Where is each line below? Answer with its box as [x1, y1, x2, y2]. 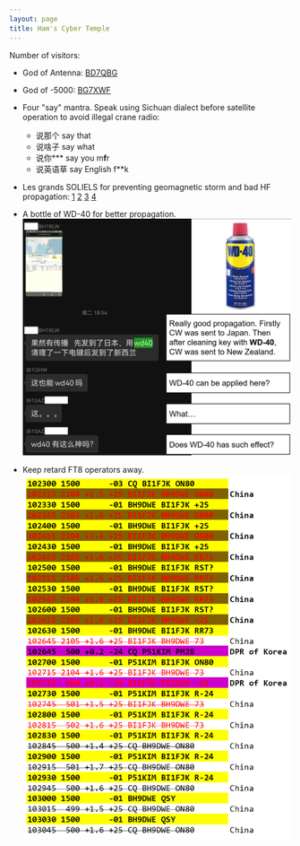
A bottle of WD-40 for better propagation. [21, 208, 176, 219]
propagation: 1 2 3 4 [21, 191, 97, 202]
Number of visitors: [9, 49, 81, 60]
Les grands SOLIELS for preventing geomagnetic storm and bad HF [21, 181, 271, 192]
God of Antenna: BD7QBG [21, 67, 118, 78]
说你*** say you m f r [35, 153, 110, 163]
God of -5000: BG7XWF [21, 84, 112, 95]
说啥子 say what [35, 141, 96, 152]
